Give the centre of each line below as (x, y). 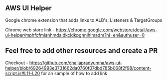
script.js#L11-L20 (23, 73)
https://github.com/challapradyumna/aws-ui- (76, 63)
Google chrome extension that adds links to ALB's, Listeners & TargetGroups (84, 20)
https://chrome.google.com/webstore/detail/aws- (107, 30)
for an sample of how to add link (74, 73)
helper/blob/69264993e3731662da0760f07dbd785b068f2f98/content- (78, 68)
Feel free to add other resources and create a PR (82, 51)
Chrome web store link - (30, 30)
